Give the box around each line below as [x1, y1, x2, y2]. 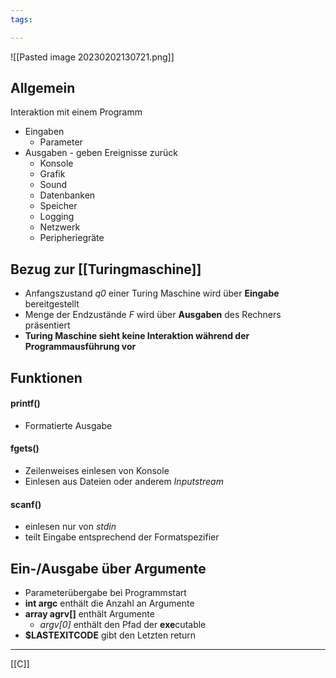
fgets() [10, 442, 40, 455]
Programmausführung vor [24, 341, 137, 353]
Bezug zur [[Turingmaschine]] [10, 261, 202, 278]
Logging [39, 211, 75, 223]
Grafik [39, 168, 66, 180]
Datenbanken [39, 189, 96, 201]
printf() [10, 397, 41, 410]
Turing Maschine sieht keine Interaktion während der [24, 330, 250, 342]
